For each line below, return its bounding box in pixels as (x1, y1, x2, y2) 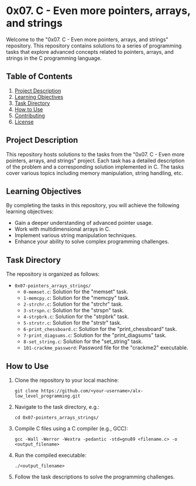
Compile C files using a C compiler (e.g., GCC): (14, 425, 128, 432)
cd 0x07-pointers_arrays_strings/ (14, 415, 99, 420)
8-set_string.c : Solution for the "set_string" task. (23, 338, 143, 345)
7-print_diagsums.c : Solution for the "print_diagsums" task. (23, 332, 167, 339)
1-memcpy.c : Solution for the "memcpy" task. (23, 295, 130, 302)
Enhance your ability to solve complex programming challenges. (14, 238, 170, 245)
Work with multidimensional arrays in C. (14, 225, 111, 232)
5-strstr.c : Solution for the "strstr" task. (23, 319, 122, 326)
